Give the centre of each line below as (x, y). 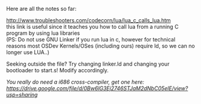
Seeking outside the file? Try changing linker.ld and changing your (88, 64)
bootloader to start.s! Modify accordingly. (58, 70)
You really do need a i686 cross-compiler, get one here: (75, 82)
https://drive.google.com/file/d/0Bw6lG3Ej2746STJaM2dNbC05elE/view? (97, 88)
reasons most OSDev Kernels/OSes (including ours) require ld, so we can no (100, 46)
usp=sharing (22, 95)
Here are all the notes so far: (41, 9)
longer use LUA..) (28, 52)
